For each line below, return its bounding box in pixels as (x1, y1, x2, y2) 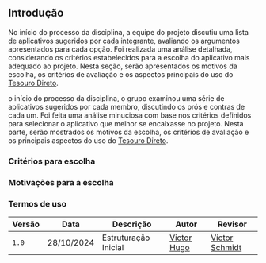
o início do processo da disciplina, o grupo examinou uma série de (8, 93, 225, 102)
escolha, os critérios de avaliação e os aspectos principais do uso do (8, 69, 234, 79)
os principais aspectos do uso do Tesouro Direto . (8, 135, 169, 145)
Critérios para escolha (8, 155, 96, 166)
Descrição (112, 219, 152, 230)
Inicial (101, 242, 124, 253)
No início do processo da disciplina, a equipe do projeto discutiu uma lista (8, 27, 249, 37)
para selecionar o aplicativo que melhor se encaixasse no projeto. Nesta (8, 118, 244, 128)
